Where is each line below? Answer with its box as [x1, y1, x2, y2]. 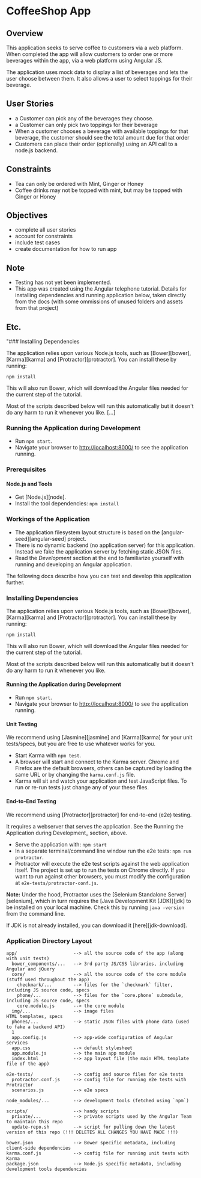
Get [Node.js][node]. [14, 493, 67, 501]
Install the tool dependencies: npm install [14, 500, 119, 507]
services [6, 1040, 28, 1046]
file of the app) [6, 1061, 50, 1067]
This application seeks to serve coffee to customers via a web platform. [6, 44, 183, 51]
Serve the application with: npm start [14, 840, 107, 848]
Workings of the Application [6, 515, 90, 523]
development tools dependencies [6, 1166, 87, 1172]
